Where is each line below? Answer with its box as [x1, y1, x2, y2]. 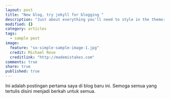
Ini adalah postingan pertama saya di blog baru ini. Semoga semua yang [5, 83, 157, 89]
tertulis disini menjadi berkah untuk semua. [5, 88, 96, 94]
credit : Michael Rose [10, 50, 56, 55]
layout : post [5, 7, 33, 13]
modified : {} [5, 21, 33, 27]
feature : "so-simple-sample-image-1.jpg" [10, 45, 100, 50]
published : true [5, 69, 40, 74]
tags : [5, 31, 17, 36]
